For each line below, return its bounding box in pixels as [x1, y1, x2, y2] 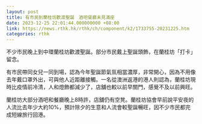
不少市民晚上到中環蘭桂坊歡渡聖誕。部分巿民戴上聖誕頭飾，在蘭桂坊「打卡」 [6, 49, 196, 56]
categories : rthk [6, 31, 50, 37]
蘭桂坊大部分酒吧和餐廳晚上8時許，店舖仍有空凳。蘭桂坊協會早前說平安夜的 [6, 96, 194, 104]
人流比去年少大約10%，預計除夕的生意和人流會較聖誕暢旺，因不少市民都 [6, 104, 186, 111]
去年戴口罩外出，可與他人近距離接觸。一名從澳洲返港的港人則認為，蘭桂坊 [6, 76, 191, 83]
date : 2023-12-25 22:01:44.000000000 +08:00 [6, 20, 120, 26]
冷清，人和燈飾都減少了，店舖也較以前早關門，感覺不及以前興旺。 [32, 83, 196, 90]
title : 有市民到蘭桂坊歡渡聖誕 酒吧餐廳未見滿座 [6, 14, 115, 20]
